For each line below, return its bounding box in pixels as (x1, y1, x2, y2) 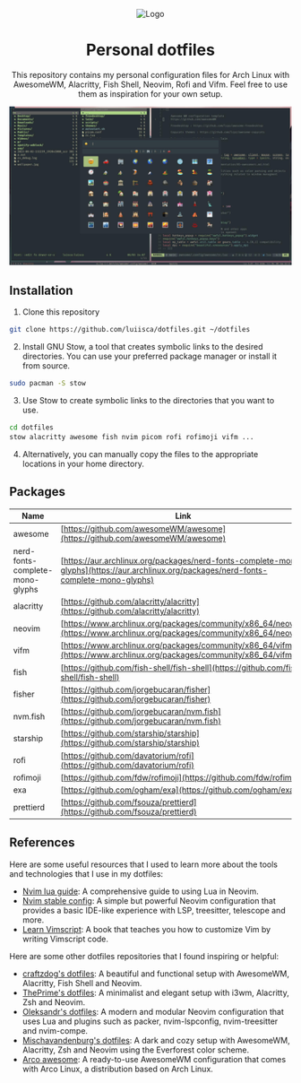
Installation (9, 282, 73, 298)
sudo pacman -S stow (9, 379, 87, 388)
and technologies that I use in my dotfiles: (9, 868, 164, 879)
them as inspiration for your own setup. (78, 88, 223, 99)
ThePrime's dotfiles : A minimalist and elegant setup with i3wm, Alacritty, (21, 987, 289, 998)
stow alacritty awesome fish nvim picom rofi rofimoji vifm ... (9, 432, 254, 441)
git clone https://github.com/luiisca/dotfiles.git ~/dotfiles (9, 325, 251, 334)
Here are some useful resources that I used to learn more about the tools (9, 859, 278, 870)
